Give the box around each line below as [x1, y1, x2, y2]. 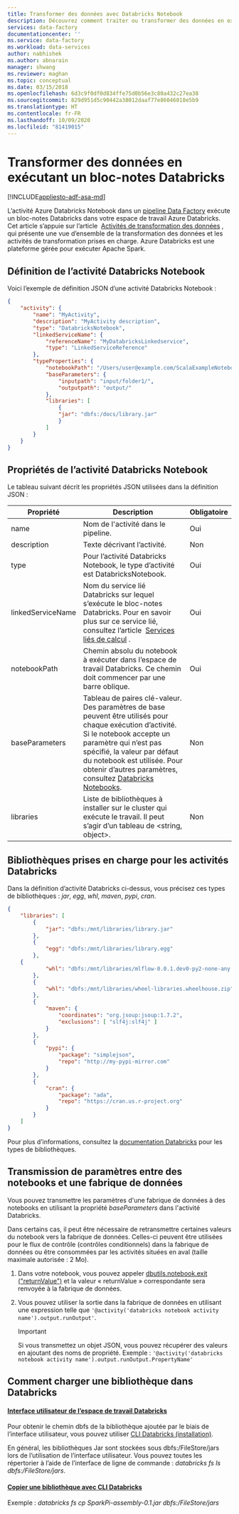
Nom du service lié [83, 581, 146, 591]
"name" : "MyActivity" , [33, 311, 100, 318]
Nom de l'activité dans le [83, 519, 166, 529]
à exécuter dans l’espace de [83, 655, 177, 665]
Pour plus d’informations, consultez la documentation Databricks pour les [7, 1137, 223, 1146]
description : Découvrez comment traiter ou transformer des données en [7, 17, 224, 24]
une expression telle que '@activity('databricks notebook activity [17, 1306, 219, 1314]
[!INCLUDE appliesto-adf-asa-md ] [7, 193, 106, 201]
